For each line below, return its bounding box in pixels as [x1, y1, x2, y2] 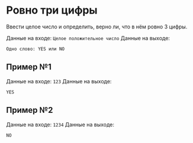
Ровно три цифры [6, 4, 98, 17]
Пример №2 [6, 105, 53, 115]
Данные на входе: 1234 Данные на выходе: [6, 121, 114, 128]
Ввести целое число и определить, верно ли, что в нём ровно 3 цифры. [6, 23, 188, 30]
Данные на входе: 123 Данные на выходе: [6, 77, 112, 84]
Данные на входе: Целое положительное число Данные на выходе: [6, 34, 171, 41]
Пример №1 [6, 62, 52, 72]
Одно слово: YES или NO [6, 45, 65, 52]
